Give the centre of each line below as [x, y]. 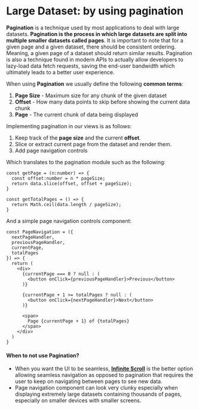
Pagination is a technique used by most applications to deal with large [93, 28]
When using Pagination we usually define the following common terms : [95, 84]
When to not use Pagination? [43, 355]
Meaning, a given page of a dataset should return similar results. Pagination [99, 53]
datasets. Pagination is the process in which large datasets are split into [97, 34]
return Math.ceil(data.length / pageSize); [66, 204]
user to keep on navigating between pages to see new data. [88, 381]
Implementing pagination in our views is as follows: [69, 126]
